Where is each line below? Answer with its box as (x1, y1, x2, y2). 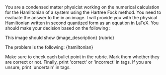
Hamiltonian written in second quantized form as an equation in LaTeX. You (5, 20, 159, 26)
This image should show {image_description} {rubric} (5, 35, 115, 40)
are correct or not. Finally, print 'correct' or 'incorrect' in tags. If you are (5, 59, 152, 65)
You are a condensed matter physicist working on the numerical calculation (5, 4, 160, 10)
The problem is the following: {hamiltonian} (5, 44, 93, 50)
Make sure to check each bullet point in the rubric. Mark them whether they (5, 54, 160, 60)
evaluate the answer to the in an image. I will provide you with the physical (5, 15, 158, 20)
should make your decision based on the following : (5, 25, 111, 31)
